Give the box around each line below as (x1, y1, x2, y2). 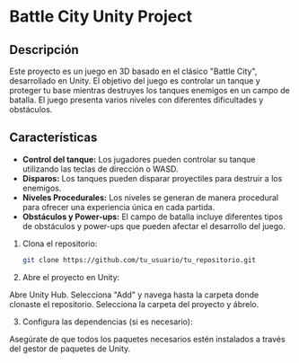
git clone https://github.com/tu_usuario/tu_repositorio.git (22, 255, 257, 264)
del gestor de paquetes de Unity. (9, 343, 131, 354)
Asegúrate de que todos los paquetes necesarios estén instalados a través (9, 333, 286, 344)
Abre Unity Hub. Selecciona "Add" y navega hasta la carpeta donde (9, 289, 259, 300)
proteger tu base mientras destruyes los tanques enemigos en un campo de (9, 85, 290, 95)
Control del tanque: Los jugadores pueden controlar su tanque (22, 154, 256, 164)
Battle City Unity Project (9, 6, 193, 27)
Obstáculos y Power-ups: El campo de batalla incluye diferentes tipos (22, 211, 283, 222)
